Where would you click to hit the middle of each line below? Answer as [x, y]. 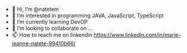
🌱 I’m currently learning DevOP [50, 22]
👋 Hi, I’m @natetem [35, 9]
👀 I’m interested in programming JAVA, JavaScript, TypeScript [88, 15]
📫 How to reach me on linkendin [52, 35]
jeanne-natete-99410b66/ [43, 43]
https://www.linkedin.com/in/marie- [137, 35]
